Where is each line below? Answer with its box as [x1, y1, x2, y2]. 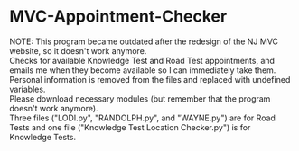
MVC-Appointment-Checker [9, 6, 228, 27]
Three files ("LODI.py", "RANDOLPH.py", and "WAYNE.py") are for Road [9, 112, 276, 123]
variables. [9, 84, 46, 94]
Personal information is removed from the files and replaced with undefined [9, 74, 291, 84]
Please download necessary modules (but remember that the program [9, 93, 271, 104]
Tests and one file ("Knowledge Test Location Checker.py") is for [9, 121, 251, 132]
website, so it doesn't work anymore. [9, 45, 147, 56]
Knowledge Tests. [9, 131, 77, 142]
